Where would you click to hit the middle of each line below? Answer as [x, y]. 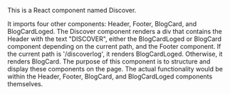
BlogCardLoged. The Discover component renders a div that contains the [115, 31]
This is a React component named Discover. [72, 10]
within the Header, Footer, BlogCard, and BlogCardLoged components [110, 76]
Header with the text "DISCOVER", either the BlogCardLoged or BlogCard [115, 39]
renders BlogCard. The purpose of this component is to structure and [109, 61]
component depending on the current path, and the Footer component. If [114, 46]
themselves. [25, 84]
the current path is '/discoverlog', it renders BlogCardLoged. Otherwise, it [115, 54]
